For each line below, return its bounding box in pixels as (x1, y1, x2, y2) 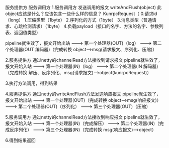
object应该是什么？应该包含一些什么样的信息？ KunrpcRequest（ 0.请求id (5, 11, 157, 17)
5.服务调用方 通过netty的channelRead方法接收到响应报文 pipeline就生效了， (5, 114, 162, 120)
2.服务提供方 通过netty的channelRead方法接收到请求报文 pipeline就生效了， (5, 57, 162, 63)
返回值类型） (14, 30, 41, 35)
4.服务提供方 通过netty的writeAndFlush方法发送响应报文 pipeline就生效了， (5, 91, 161, 97)
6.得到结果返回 (5, 137, 36, 143)
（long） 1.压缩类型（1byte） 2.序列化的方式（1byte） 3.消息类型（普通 (5, 17, 152, 23)
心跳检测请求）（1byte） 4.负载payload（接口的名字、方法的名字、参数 (14, 23, 159, 29)
